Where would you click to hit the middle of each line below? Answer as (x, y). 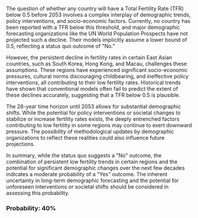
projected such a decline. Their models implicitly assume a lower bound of (97, 40)
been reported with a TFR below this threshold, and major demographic (93, 27)
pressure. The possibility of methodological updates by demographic (90, 131)
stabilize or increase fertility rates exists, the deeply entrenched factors (93, 119)
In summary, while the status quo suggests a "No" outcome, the (84, 155)
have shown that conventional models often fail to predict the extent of (92, 89)
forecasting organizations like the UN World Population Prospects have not (97, 34)
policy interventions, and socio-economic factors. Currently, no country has (98, 21)
